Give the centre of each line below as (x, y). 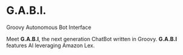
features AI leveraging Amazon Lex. (50, 45)
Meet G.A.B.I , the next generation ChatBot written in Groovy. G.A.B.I (91, 39)
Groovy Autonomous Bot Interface (49, 27)
